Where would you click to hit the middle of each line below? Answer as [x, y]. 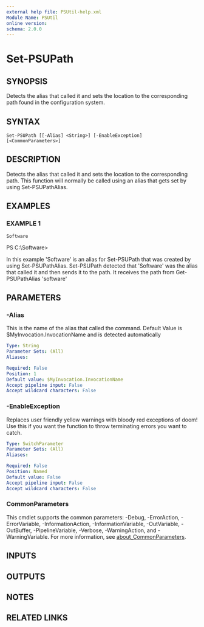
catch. [14, 432]
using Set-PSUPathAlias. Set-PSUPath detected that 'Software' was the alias [102, 266]
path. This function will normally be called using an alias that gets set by [97, 181]
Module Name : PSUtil [32, 18]
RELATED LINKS [37, 618]
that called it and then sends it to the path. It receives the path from [90, 272]
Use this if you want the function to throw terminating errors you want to [97, 426]
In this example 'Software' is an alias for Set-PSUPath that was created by [99, 259]
